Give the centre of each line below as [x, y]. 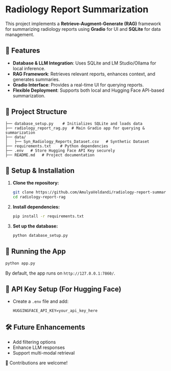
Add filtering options [34, 342]
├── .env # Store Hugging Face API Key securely [60, 150]
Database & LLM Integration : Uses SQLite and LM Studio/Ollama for [84, 63]
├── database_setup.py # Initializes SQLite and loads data [74, 123]
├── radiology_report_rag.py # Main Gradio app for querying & [75, 128]
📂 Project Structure [36, 112]
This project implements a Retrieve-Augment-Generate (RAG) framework [83, 24]
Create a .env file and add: [41, 301]
